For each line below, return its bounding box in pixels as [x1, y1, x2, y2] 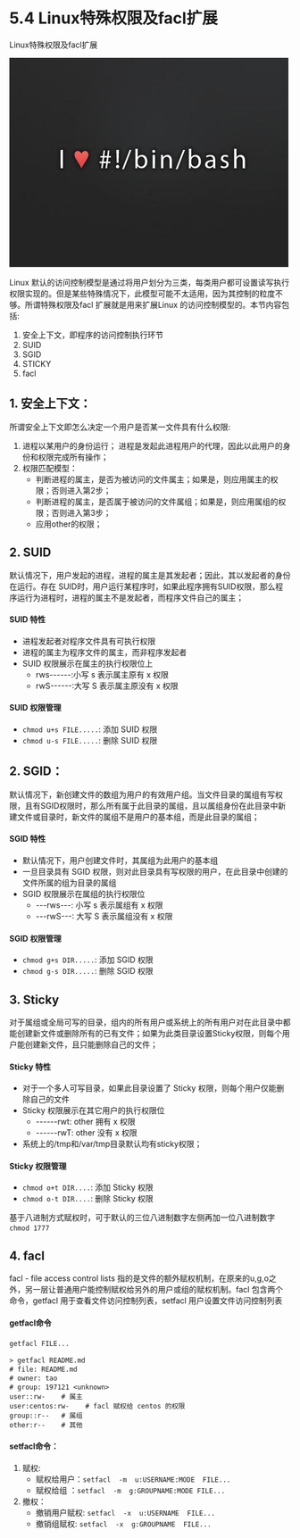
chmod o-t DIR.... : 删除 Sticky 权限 [21, 1193, 154, 1204]
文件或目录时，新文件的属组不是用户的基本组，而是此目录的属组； [16, 811, 260, 822]
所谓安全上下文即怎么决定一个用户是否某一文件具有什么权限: [9, 421, 231, 432]
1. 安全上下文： [9, 396, 92, 412]
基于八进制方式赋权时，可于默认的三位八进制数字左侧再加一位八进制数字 [9, 1212, 275, 1223]
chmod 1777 [9, 1224, 50, 1233]
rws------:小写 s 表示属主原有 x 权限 [35, 669, 170, 679]
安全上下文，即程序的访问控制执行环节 [21, 329, 163, 340]
